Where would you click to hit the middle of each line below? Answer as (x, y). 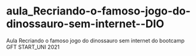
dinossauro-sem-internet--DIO (85, 24)
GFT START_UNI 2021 (33, 47)
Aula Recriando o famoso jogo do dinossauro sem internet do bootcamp (95, 40)
